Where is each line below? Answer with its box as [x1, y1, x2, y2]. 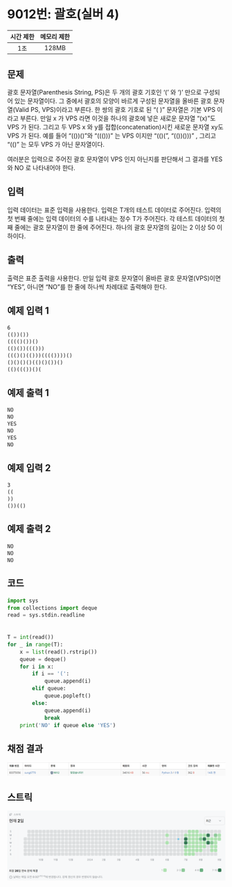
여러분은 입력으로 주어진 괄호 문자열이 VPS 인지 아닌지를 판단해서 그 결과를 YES [7, 155, 223, 163]
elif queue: [32, 685, 67, 692]
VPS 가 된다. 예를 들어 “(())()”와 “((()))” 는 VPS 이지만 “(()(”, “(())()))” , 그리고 [7, 131, 217, 140]
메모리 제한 [40, 33, 71, 41]
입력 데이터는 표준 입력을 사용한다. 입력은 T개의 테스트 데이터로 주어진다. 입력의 [7, 206, 222, 214]
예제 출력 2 [7, 523, 51, 535]
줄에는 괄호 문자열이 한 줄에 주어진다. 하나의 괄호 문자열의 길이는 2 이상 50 [14, 223, 216, 231]
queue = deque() [19, 656, 67, 662]
